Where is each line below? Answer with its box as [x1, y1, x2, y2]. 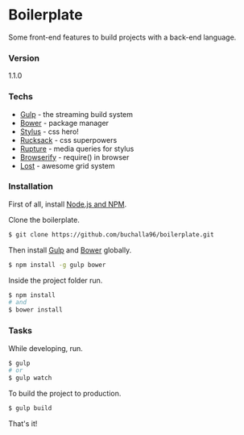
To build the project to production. [8, 389, 122, 399]
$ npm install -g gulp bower [8, 261, 106, 269]
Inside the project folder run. [8, 275, 103, 285]
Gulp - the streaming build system [19, 109, 134, 119]
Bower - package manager [19, 118, 110, 128]
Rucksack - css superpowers [19, 135, 118, 144]
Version [8, 52, 40, 64]
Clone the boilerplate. [8, 215, 81, 224]
